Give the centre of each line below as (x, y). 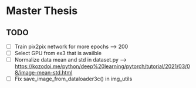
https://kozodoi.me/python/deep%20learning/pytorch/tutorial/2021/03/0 (102, 66)
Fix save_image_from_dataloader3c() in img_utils (73, 79)
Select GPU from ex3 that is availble (58, 53)
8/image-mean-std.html (43, 73)
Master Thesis (42, 11)
